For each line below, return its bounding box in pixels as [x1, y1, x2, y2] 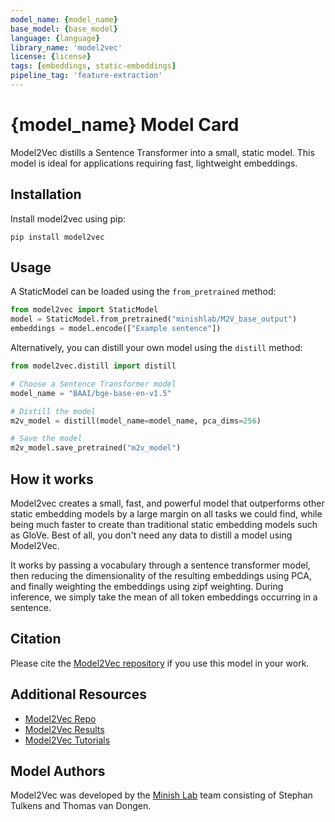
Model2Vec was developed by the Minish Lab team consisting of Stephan [10, 789, 313, 801]
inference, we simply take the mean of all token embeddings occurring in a [10, 591, 318, 603]
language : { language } [10, 33, 101, 43]
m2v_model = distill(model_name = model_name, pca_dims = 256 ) [10, 416, 262, 426]
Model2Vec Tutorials [24, 734, 111, 746]
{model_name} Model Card [10, 114, 240, 136]
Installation [10, 186, 82, 203]
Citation [10, 631, 62, 648]
